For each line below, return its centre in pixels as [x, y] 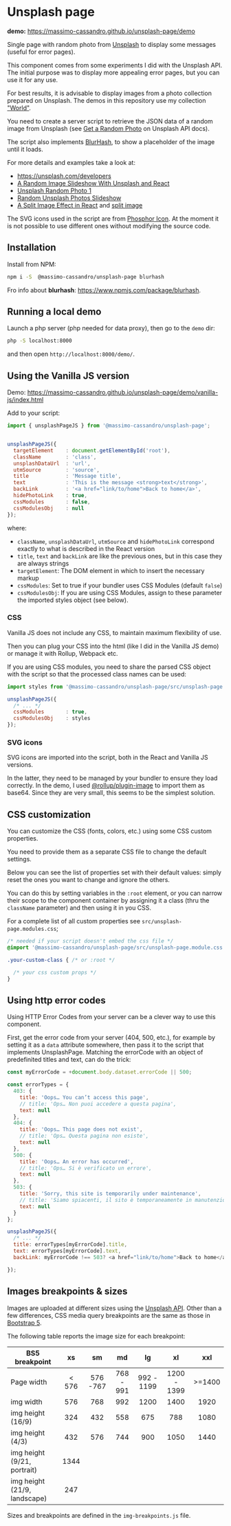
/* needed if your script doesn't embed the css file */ [90, 941]
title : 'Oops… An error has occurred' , [77, 1162]
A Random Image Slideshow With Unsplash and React [93, 183]
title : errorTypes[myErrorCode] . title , [70, 1245]
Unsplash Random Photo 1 [54, 190]
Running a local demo [54, 312]
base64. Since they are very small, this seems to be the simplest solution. [111, 793]
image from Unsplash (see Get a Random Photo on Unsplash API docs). [108, 128]
